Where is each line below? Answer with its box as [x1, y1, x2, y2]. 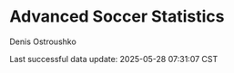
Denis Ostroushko [9, 36, 77, 47]
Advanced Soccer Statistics [9, 6, 225, 27]
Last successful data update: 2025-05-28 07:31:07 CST [9, 53, 219, 64]
